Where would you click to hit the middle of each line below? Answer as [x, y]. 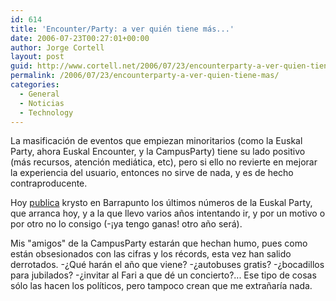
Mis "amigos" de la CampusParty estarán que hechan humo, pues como [159, 243]
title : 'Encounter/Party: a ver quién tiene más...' [122, 29]
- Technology [46, 112]
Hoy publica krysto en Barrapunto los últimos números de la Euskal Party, [161, 203]
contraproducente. [49, 183]
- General [39, 94]
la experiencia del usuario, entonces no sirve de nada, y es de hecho [152, 173]
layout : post [37, 57]
